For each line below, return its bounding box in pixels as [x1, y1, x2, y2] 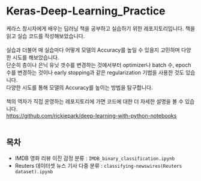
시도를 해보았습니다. [12, 54, 59, 61]
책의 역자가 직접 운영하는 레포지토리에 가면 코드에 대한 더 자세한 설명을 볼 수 [6, 97, 184, 105]
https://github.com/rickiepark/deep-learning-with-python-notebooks [6, 112, 177, 119]
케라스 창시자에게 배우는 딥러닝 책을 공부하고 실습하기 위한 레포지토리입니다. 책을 [6, 25, 196, 32]
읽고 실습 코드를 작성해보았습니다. [6, 32, 85, 40]
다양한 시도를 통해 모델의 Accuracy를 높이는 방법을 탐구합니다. [6, 84, 153, 91]
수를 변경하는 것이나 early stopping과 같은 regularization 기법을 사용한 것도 [6, 69, 184, 76]
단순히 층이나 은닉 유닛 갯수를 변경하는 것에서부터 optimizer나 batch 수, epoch [6, 61, 191, 69]
